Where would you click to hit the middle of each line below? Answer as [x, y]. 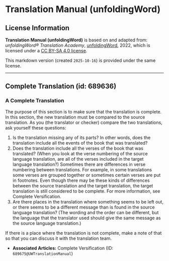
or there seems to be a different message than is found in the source [83, 207]
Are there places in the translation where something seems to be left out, [88, 202]
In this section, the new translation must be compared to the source [75, 117]
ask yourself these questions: [36, 127]
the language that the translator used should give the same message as [87, 218]
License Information [37, 28]
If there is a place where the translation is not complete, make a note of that [83, 233]
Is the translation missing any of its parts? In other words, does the [81, 138]
